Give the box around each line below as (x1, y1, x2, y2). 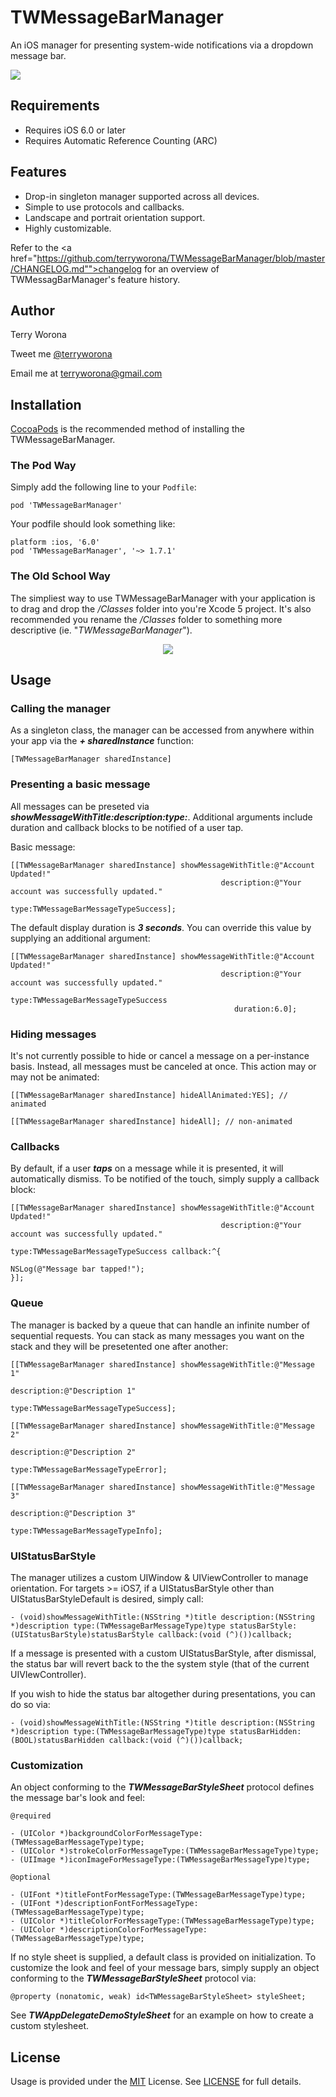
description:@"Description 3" (10, 1508, 137, 1518)
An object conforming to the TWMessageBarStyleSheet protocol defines (10, 1781, 315, 1793)
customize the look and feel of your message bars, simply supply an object (10, 1962, 320, 1974)
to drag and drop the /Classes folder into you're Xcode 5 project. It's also (10, 602, 312, 615)
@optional (10, 1872, 52, 1883)
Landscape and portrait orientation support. (24, 211, 206, 223)
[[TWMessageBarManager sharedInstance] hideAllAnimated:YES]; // (10, 1091, 288, 1101)
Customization (10, 1758, 84, 1772)
